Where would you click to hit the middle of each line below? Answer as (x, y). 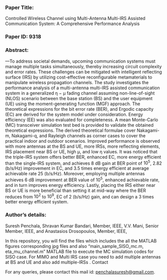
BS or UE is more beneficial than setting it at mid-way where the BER (76, 190)
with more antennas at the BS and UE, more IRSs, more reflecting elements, (83, 146)
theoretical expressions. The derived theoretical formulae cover (71, 130)
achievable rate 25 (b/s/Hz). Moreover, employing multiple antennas (75, 174)
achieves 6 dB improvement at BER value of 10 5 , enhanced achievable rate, (82, 179)
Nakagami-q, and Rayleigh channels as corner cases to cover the (79, 135)
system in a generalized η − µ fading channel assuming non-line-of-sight (80, 93)
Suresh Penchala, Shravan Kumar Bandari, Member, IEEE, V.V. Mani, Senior (82, 226)
